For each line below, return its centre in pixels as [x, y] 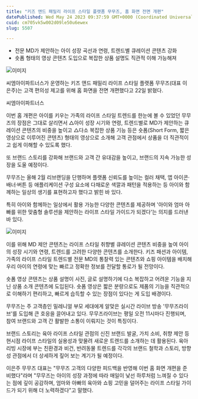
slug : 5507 [19, 28]
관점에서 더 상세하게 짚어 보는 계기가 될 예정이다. [68, 356]
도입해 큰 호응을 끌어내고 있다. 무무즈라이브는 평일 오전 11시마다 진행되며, [103, 314]
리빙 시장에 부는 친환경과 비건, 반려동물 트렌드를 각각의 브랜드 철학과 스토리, [93, 348]
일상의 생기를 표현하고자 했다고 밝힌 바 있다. [72, 192]
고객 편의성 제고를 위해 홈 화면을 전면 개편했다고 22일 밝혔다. [93, 90]
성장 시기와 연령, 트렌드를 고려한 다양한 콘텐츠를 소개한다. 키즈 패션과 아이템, [100, 252]
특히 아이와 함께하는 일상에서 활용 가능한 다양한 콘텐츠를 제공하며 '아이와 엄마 [95, 205]
